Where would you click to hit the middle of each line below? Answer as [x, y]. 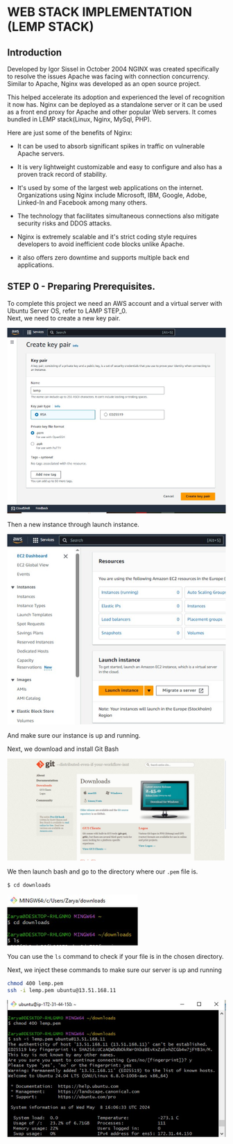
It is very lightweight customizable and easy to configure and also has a [120, 167]
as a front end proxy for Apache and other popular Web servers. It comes [112, 112]
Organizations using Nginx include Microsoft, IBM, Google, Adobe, [112, 195]
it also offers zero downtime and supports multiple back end [103, 258]
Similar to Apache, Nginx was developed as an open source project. [104, 84]
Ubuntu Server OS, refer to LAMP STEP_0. [67, 311]
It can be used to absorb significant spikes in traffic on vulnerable [111, 146]
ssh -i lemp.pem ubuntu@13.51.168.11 [62, 991]
